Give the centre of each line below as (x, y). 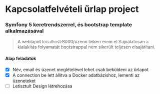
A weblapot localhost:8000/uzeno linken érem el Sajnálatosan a (83, 42)
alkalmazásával (24, 31)
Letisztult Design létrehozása (42, 86)
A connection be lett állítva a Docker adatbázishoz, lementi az (76, 75)
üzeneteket (24, 81)
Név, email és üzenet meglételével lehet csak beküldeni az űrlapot (80, 69)
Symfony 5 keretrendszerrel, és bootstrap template (69, 25)
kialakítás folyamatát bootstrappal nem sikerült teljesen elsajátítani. (86, 47)
